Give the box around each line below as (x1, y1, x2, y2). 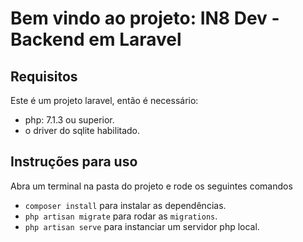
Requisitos (10, 68, 78, 85)
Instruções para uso (10, 153, 138, 171)
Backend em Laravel (10, 28, 182, 51)
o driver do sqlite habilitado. (24, 125, 141, 136)
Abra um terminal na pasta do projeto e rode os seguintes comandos (10, 180, 293, 192)
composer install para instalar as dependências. (24, 199, 227, 211)
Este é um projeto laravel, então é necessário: (10, 95, 199, 106)
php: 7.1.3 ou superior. (24, 114, 115, 126)
